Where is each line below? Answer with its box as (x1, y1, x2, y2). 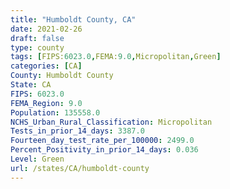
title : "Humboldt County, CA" (10, 14, 137, 25)
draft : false (10, 33, 65, 43)
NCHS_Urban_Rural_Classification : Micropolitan (10, 117, 213, 127)
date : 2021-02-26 (10, 24, 83, 34)
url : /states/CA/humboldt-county (10, 163, 150, 173)
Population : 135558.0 (10, 107, 101, 118)
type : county (10, 42, 65, 53)
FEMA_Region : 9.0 (10, 98, 83, 108)
